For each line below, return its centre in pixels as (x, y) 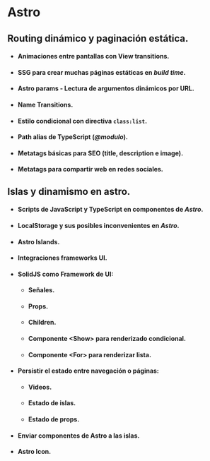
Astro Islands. (39, 241)
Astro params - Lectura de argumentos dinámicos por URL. (106, 88)
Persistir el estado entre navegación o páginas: (88, 371)
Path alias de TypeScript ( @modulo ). (73, 137)
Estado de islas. (52, 403)
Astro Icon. (34, 452)
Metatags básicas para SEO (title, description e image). (100, 153)
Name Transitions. (45, 104)
